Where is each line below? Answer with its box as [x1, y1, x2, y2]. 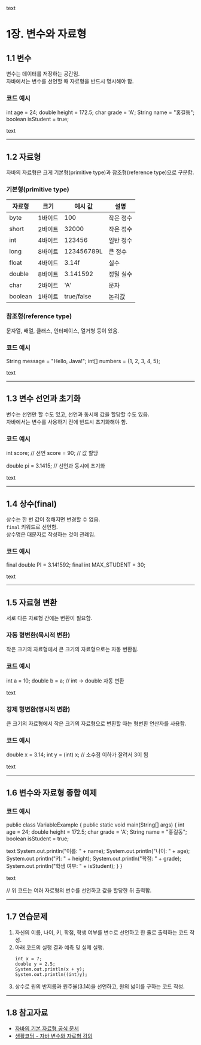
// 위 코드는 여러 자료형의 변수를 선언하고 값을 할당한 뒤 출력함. [6, 887, 152, 894]
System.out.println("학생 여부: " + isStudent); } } [6, 862, 123, 869]
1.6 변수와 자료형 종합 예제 [6, 788, 98, 798]
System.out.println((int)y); [14, 971, 88, 977]
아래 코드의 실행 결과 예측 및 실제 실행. [14, 944, 105, 951]
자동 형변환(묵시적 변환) [6, 631, 71, 639]
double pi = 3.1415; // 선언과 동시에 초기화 [6, 462, 106, 469]
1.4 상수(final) [6, 499, 57, 509]
